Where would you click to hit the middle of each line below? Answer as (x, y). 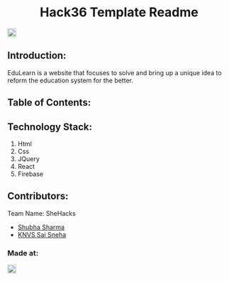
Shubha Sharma (41, 227)
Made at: (23, 253)
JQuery (29, 159)
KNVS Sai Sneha (42, 234)
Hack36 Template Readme (119, 12)
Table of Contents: (49, 103)
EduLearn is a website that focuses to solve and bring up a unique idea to (114, 72)
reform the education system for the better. (70, 80)
